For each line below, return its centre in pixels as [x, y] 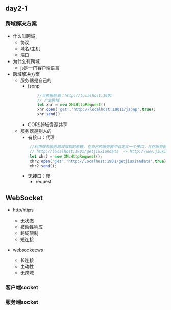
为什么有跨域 [26, 61]
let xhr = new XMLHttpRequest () [72, 105]
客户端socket [22, 288]
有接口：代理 [41, 137]
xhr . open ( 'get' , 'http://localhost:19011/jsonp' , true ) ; [97, 110]
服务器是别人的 [36, 131]
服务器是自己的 [36, 80]
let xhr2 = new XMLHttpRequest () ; [66, 156]
